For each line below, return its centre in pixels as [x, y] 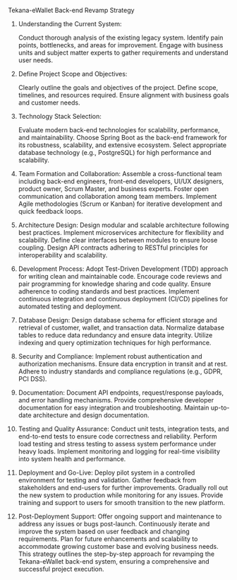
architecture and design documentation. [91, 415]
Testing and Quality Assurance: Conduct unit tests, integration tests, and [123, 429]
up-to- [220, 407]
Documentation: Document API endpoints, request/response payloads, [121, 393]
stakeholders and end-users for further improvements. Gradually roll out [123, 488]
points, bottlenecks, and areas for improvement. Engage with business [121, 45]
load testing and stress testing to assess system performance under [117, 444]
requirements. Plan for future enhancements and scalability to [108, 539]
